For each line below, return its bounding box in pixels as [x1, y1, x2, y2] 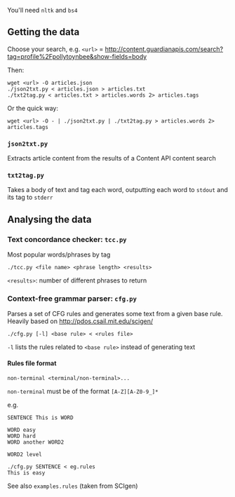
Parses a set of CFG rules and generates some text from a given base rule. [7, 310, 223, 318]
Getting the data [7, 26, 80, 38]
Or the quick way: [7, 104, 58, 112]
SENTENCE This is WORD [7, 414, 74, 421]
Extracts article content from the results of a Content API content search [7, 154, 216, 163]
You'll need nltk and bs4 [7, 6, 78, 14]
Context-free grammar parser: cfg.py [7, 294, 137, 304]
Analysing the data [7, 213, 92, 225]
